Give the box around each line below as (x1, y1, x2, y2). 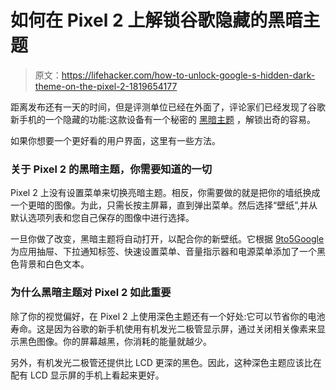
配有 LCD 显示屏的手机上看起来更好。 (10, 369, 165, 381)
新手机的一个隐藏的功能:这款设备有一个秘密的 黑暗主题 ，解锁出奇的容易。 (10, 113, 316, 125)
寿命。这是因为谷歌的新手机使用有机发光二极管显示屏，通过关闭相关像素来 (10, 322, 317, 335)
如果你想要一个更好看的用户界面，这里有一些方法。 (10, 134, 221, 146)
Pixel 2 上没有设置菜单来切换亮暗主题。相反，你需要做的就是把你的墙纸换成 (10, 187, 321, 199)
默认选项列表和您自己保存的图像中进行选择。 (10, 212, 195, 224)
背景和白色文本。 (18, 258, 90, 270)
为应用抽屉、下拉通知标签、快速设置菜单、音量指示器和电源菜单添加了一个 (10, 246, 317, 258)
